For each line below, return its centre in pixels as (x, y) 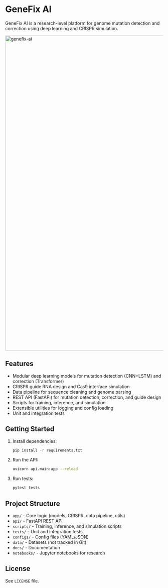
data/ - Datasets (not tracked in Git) (49, 542)
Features (19, 364)
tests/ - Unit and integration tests (47, 532)
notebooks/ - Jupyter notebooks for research (59, 553)
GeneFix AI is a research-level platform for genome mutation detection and (82, 23)
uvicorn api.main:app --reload (45, 469)
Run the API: (25, 460)
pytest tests (26, 488)
